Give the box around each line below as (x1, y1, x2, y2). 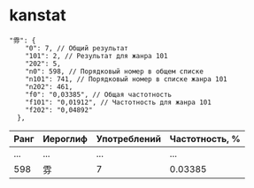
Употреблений (96, 132, 162, 145)
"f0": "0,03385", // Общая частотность (25, 90, 173, 99)
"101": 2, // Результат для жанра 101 (25, 51, 168, 60)
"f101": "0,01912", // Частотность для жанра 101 (25, 98, 212, 107)
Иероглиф (42, 132, 89, 145)
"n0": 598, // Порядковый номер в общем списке (25, 67, 204, 76)
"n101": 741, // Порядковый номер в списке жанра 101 (25, 74, 227, 84)
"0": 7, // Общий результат (25, 43, 128, 53)
